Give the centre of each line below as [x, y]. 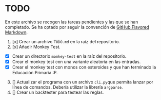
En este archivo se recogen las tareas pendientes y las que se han [71, 22]
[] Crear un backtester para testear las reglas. [58, 92]
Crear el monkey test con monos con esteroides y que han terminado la [84, 67]
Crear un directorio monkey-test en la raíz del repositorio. [69, 56]
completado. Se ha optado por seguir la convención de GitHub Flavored [77, 27]
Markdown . [16, 32]
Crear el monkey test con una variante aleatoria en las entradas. [76, 62]
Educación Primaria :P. [35, 73]
